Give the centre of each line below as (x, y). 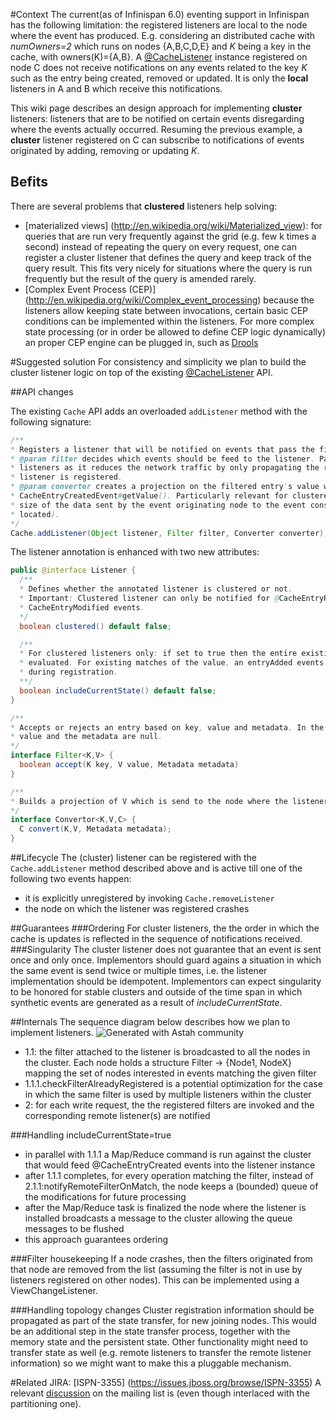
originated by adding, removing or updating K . (105, 150)
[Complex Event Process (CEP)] (90, 289)
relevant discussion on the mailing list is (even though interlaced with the (160, 1393)
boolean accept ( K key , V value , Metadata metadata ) (129, 765)
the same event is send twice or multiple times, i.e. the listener (139, 971)
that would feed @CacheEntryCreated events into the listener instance (170, 1165)
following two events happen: (71, 879)
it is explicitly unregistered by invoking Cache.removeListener (149, 898)
